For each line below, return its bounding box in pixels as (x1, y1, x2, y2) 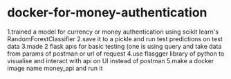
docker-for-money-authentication (7, 5, 207, 21)
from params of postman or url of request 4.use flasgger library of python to (7, 49, 225, 58)
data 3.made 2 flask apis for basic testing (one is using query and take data (7, 42, 222, 50)
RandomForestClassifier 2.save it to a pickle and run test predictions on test (7, 34, 223, 43)
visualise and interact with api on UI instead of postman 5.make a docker (7, 56, 214, 65)
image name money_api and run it (7, 64, 103, 72)
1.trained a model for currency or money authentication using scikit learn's (7, 27, 219, 36)
